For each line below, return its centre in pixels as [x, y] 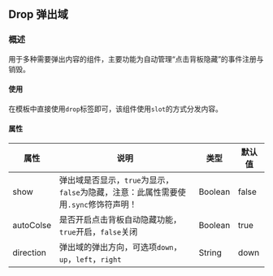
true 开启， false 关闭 [99, 232]
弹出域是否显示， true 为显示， [117, 180]
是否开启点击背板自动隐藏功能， [121, 220]
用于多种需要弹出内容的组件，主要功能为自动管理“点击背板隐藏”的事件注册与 [136, 58]
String [210, 252]
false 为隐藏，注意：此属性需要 [119, 192]
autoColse [32, 226]
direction [30, 252]
